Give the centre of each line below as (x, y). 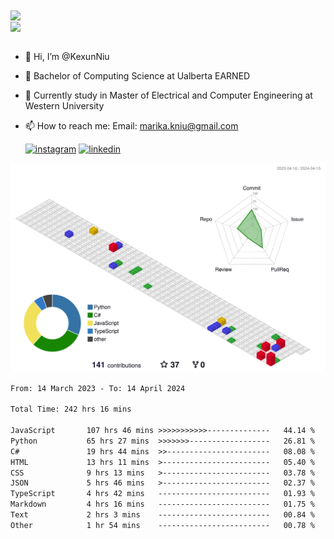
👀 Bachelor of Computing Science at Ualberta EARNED (137, 76)
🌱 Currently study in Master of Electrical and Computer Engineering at (168, 95)
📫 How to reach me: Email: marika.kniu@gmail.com (131, 126)
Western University (64, 106)
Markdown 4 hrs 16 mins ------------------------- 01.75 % (162, 504)
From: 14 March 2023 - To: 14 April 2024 (98, 388)
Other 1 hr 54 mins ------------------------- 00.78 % (162, 525)
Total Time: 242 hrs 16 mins (71, 409)
